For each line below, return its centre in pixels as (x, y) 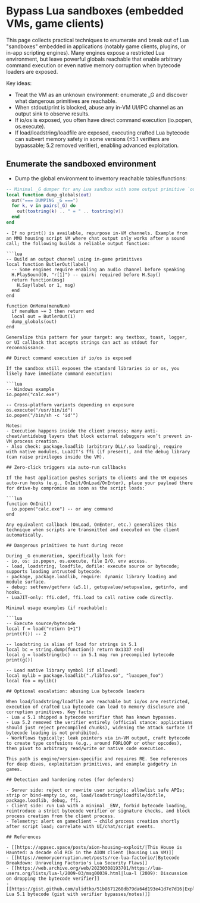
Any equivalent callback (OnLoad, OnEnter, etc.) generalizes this (92, 525)
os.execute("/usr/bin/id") (40, 410)
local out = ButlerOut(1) (44, 316)
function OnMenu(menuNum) (38, 306)
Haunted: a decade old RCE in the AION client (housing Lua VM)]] (90, 852)
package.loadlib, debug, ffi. (44, 800)
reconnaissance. (26, 347)
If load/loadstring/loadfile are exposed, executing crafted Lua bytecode (102, 133)
